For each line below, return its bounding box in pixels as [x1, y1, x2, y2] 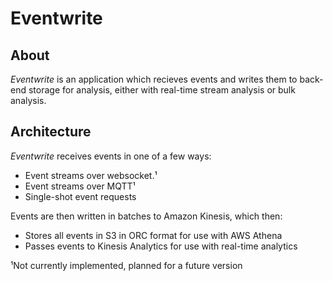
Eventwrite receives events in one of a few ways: [10, 150, 212, 162]
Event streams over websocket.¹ [24, 169, 158, 181]
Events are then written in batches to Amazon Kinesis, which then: [10, 210, 283, 222]
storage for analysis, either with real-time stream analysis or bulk [28, 84, 296, 96]
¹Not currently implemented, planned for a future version [10, 259, 243, 271]
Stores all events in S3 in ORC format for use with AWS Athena [24, 229, 283, 241]
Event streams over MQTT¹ [24, 180, 136, 192]
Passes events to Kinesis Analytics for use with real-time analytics [24, 240, 298, 252]
